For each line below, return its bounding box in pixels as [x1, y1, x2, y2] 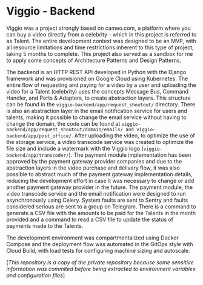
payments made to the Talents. [6, 222, 84, 229]
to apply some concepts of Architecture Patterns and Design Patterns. [6, 57, 182, 64]
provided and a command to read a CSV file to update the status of [6, 216, 174, 223]
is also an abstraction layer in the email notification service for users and [6, 107, 188, 114]
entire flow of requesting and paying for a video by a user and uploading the [6, 81, 197, 89]
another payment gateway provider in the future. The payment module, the [6, 184, 193, 191]
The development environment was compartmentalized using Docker [6, 234, 179, 241]
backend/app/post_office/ [6, 132, 72, 139]
